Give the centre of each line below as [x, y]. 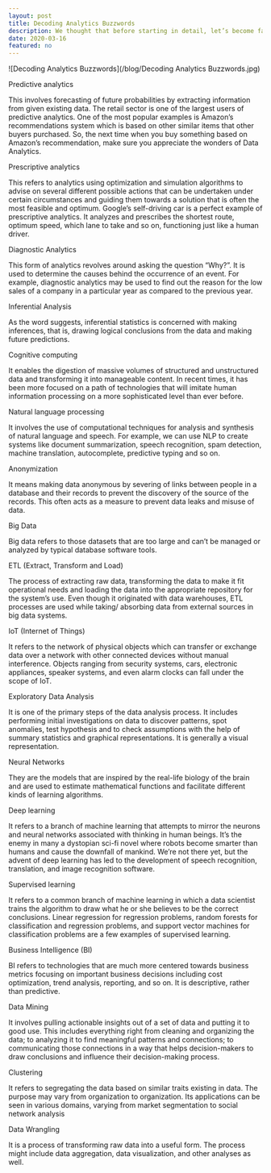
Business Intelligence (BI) [50, 950]
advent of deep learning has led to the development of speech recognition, [133, 860]
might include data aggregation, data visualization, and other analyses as [130, 1154]
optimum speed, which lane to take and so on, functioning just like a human [134, 226]
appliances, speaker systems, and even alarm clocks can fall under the [126, 672]
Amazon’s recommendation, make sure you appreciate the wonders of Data [133, 143]
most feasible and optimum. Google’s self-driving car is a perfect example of [135, 208]
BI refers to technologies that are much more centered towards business [129, 966]
